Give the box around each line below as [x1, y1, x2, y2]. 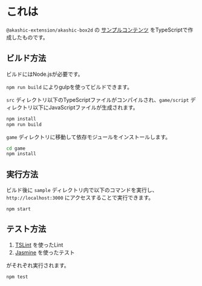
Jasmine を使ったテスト [15, 248, 76, 256]
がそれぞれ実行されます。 [6, 261, 70, 269]
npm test [6, 273, 28, 280]
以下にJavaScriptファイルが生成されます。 [32, 104, 138, 111]
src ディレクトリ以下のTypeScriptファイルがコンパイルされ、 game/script [6, 96, 189, 103]
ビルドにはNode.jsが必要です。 [6, 70, 83, 78]
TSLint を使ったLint [15, 241, 64, 248]
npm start [6, 206, 31, 212]
